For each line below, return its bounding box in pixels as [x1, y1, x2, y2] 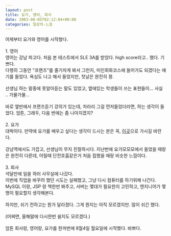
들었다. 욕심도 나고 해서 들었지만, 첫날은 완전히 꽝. [14, 73, 114, 80]
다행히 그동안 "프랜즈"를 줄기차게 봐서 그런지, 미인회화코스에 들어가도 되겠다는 [5, 67, 161, 73]
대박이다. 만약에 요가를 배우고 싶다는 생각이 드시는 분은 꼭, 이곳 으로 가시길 [5, 128, 152, 134]
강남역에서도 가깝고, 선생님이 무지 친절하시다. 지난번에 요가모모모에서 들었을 [5, 146, 157, 152]
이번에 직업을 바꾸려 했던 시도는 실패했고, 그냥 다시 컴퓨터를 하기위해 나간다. [5, 177, 157, 183]
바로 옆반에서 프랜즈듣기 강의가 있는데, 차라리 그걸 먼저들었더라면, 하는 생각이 [5, 103, 159, 110]
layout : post [5, 7, 33, 13]
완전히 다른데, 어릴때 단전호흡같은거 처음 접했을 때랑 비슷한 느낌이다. [10, 152, 147, 159]
